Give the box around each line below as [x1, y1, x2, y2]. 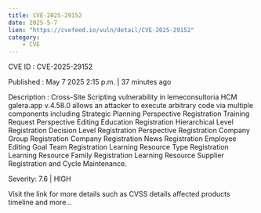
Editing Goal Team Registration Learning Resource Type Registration [8, 143, 229, 152]
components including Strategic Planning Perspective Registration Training [8, 109, 250, 118]
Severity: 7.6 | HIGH [8, 174, 72, 184]
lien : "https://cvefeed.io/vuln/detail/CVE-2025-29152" [8, 26, 194, 34]
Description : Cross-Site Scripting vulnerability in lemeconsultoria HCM [8, 92, 237, 102]
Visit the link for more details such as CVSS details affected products [8, 190, 230, 199]
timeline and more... [8, 197, 73, 208]
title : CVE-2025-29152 [8, 11, 82, 20]
